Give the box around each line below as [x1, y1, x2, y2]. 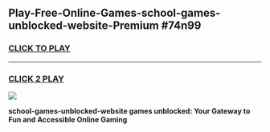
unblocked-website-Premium [8, 19, 159, 33]
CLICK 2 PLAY [8, 73, 64, 84]
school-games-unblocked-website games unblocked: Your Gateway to [8, 106, 251, 115]
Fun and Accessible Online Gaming [8, 114, 128, 124]
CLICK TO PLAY [8, 43, 71, 54]
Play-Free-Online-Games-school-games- [8, 6, 221, 20]
